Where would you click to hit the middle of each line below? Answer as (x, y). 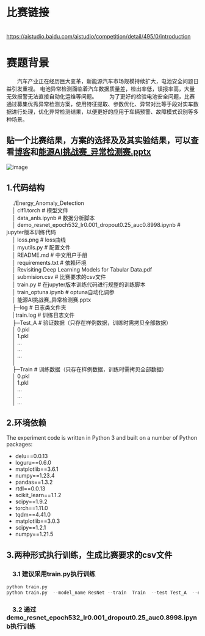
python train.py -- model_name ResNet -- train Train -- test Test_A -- (102, 593)
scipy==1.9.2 (31, 501)
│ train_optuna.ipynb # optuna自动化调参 (63, 292)
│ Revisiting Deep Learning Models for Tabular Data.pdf (82, 269)
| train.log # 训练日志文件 (43, 315)
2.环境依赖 (27, 423)
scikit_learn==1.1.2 (38, 495)
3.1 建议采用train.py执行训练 (54, 574)
